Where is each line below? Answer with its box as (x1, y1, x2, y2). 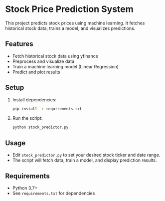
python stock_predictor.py (12, 125, 69, 130)
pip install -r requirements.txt (12, 106, 82, 111)
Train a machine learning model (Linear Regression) (12, 63, 119, 69)
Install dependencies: (12, 96, 57, 103)
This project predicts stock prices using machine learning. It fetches (5, 20, 145, 26)
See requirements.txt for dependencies (12, 190, 95, 196)
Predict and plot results (12, 69, 61, 75)
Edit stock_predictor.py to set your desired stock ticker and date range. (12, 152, 161, 158)
